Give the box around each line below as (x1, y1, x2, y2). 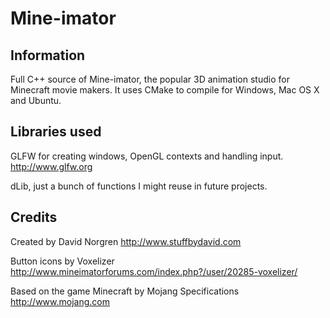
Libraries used (10, 123, 102, 141)
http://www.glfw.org (10, 160, 93, 172)
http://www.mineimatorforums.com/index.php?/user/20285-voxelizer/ (10, 265, 298, 277)
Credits (10, 209, 58, 226)
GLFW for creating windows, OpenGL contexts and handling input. (10, 150, 284, 162)
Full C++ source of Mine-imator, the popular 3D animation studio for (10, 73, 290, 85)
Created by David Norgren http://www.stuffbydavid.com (10, 235, 242, 247)
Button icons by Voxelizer (10, 255, 115, 267)
